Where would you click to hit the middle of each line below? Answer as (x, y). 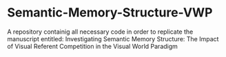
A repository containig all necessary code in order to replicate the (100, 32)
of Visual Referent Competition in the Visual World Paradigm (92, 46)
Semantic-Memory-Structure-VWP (110, 13)
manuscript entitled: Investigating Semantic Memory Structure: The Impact (113, 38)
